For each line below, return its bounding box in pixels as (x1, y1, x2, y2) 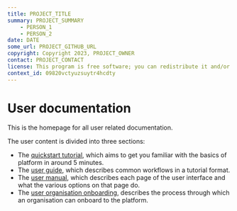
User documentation (7, 100, 131, 116)
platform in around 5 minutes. (17, 159, 104, 167)
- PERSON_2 (20, 30, 53, 38)
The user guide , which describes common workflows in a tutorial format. (17, 166, 231, 174)
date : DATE (7, 37, 40, 44)
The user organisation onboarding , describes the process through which (17, 188, 230, 197)
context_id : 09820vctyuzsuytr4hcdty (7, 69, 116, 76)
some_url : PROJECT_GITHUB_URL (7, 43, 97, 50)
